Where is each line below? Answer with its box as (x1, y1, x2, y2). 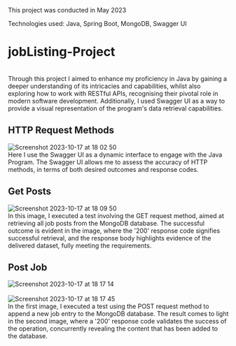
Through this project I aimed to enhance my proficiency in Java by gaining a (8, 74, 227, 82)
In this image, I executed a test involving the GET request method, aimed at (8, 211, 225, 219)
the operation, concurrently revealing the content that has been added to (8, 324, 218, 333)
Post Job (8, 261, 48, 273)
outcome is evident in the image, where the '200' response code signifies (8, 226, 221, 235)
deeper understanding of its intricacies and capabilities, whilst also (8, 82, 201, 90)
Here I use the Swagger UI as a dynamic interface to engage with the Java (8, 150, 223, 159)
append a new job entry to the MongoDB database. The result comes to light (8, 310, 229, 318)
